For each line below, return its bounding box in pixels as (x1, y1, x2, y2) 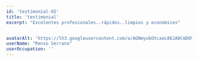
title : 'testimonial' (6, 14, 60, 20)
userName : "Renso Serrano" (6, 40, 72, 47)
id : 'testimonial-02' (6, 8, 60, 15)
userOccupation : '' (6, 46, 54, 52)
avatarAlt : (6, 35, 33, 41)
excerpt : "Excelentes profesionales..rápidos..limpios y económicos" (6, 19, 181, 25)
